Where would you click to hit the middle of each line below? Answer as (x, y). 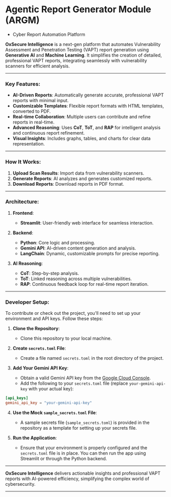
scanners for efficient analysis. (38, 66)
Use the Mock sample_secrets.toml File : (55, 412)
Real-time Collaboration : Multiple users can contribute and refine (82, 117)
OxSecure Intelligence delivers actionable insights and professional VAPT (83, 473)
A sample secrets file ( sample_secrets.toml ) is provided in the (85, 423)
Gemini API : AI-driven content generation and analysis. (78, 248)
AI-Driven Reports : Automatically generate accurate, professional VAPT (88, 95)
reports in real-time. (34, 122)
